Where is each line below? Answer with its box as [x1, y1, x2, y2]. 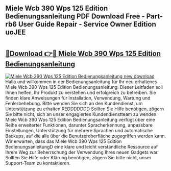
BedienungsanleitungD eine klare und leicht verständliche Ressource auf [5, 144, 158, 150]
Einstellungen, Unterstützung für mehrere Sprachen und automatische [5, 128, 153, 133]
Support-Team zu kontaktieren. [5, 160, 71, 166]
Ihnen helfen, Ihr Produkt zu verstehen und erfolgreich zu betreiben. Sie [5, 89, 157, 95]
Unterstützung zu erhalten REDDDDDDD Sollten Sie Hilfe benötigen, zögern [5, 106, 164, 112]
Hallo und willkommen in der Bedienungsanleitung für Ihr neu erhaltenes [5, 79, 157, 85]
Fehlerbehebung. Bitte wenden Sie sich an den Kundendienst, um [5, 101, 143, 106]
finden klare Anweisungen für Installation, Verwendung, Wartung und [5, 95, 151, 101]
